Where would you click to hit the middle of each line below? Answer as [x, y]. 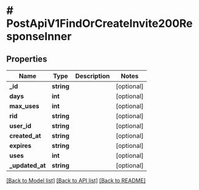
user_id [20, 126]
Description [93, 76]
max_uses [24, 106]
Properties [27, 59]
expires [20, 146]
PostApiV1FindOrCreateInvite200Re [100, 23]
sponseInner [39, 37]
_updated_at [28, 165]
